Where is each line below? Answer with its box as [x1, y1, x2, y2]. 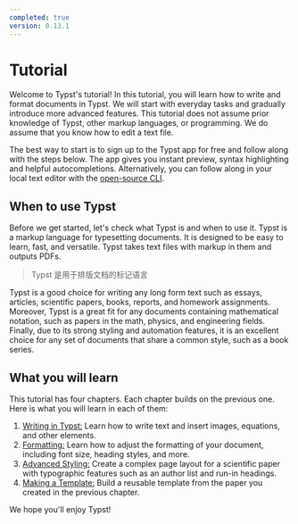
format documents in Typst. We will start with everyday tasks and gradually [9, 99, 286, 110]
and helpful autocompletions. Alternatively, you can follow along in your [9, 163, 272, 174]
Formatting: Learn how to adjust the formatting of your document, [21, 439, 264, 451]
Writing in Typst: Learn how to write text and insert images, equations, [21, 420, 281, 431]
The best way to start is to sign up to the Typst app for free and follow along [9, 145, 289, 155]
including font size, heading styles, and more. [21, 449, 190, 460]
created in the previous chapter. [21, 487, 140, 498]
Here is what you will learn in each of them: [9, 403, 169, 414]
